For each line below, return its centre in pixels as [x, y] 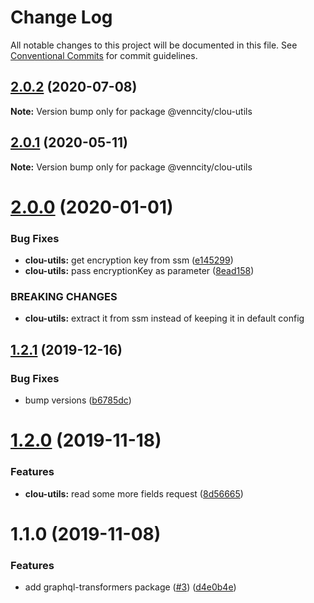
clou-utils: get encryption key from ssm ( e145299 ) [129, 260]
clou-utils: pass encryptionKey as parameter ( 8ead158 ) [139, 271]
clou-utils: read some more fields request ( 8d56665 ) [134, 493]
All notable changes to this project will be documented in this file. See [154, 45]
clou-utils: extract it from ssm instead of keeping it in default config [164, 318]
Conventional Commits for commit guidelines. [104, 55]
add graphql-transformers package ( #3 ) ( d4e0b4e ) [130, 587]
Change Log [61, 17]
